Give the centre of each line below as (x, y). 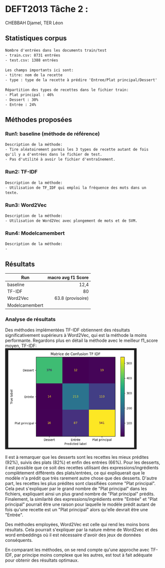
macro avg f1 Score (68, 277)
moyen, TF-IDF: (21, 346)
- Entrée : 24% (21, 105)
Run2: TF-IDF (21, 172)
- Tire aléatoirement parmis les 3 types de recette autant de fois (77, 150)
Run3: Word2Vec (26, 205)
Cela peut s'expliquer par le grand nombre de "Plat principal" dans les (76, 489)
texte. (12, 193)
